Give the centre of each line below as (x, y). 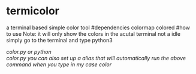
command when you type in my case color (59, 64)
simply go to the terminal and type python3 (59, 40)
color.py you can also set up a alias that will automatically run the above (96, 58)
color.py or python (29, 51)
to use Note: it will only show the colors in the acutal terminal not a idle (94, 33)
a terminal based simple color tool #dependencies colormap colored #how (98, 27)
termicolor (33, 11)
